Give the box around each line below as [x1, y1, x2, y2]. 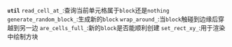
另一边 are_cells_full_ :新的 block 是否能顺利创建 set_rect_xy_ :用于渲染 [19, 24, 226, 32]
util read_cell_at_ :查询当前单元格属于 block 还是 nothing [7, 6, 170, 14]
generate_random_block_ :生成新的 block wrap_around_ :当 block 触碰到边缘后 [7, 15, 219, 23]
